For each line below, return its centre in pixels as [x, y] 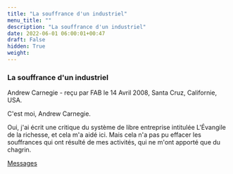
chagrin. [19, 150]
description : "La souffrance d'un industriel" [77, 27]
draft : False [26, 40]
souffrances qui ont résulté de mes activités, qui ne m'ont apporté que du [114, 142]
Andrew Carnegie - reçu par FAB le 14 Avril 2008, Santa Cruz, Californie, [112, 93]
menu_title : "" [30, 20]
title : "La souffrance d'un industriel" [68, 14]
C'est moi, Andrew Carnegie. [49, 114]
